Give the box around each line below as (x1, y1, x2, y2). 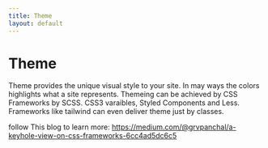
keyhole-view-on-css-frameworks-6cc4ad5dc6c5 (8, 131, 177, 141)
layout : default (8, 19, 63, 27)
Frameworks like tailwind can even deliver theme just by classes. (8, 107, 224, 116)
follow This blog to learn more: (8, 122, 111, 132)
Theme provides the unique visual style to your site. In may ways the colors (8, 81, 260, 91)
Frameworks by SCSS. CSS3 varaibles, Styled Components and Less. (8, 98, 240, 108)
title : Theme (8, 11, 53, 20)
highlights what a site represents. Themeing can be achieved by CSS (8, 90, 238, 99)
